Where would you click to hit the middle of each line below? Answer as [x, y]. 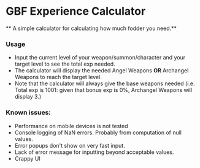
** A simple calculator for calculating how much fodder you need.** [91, 28]
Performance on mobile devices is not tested [71, 126]
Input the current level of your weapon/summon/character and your [100, 58]
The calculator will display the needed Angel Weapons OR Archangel [102, 71]
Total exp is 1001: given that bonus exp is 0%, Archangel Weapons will [103, 90]
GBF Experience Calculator [76, 11]
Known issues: [29, 113]
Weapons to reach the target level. [58, 77]
